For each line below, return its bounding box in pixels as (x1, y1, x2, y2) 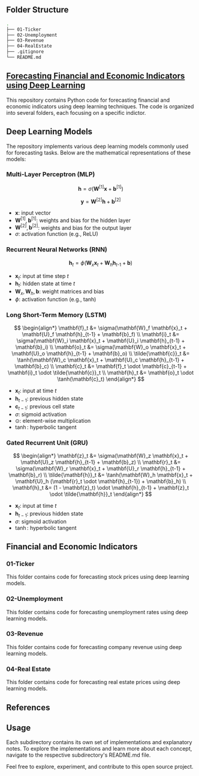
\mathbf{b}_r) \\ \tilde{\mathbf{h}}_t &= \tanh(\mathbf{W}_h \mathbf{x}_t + (8, 471, 193, 478)
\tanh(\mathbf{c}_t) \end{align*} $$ (56, 375, 145, 383)
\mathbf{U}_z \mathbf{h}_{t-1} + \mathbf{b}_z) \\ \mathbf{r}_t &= (20, 458, 181, 466)
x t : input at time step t (14, 272, 69, 281)
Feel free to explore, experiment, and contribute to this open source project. (6, 763, 194, 771)
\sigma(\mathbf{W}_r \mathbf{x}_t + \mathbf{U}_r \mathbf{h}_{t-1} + (16, 464, 186, 472)
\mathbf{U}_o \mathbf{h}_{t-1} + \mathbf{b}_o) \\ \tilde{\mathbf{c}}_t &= (11, 350, 190, 357)
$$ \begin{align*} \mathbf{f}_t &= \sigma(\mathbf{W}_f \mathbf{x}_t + (14, 324, 188, 331)
